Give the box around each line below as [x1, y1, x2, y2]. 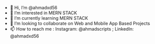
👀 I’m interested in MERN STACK [10, 10, 77, 16]
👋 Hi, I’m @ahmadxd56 [10, 5, 58, 10]
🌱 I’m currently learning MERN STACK [10, 15, 88, 21]
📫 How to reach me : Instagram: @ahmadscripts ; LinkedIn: [10, 26, 134, 32]
